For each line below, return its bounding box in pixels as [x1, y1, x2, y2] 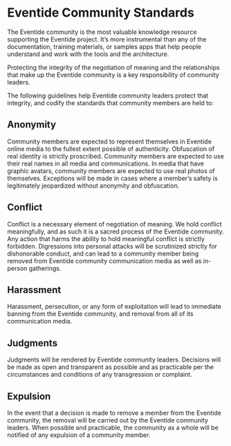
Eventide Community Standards [7, 5, 195, 21]
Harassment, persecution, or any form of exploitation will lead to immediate [7, 303, 221, 311]
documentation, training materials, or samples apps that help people [7, 42, 202, 51]
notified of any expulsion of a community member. [7, 431, 151, 439]
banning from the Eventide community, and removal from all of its [7, 310, 194, 318]
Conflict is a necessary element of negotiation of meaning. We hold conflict [7, 220, 223, 228]
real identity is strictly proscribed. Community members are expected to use [7, 152, 225, 160]
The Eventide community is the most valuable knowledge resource [7, 28, 197, 36]
